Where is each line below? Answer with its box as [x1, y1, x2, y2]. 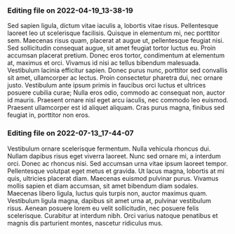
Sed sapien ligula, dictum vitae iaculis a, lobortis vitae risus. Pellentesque [7, 22, 219, 30]
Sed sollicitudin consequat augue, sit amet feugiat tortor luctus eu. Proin [7, 44, 216, 53]
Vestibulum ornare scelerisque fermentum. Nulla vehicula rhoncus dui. [7, 144, 211, 153]
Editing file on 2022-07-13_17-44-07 [7, 128, 135, 138]
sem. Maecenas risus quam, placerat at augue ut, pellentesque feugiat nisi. [7, 36, 224, 45]
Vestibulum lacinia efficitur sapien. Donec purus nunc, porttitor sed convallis [7, 66, 228, 75]
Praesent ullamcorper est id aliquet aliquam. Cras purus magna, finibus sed [7, 104, 225, 112]
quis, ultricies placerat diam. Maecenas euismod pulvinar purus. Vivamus [7, 174, 219, 182]
